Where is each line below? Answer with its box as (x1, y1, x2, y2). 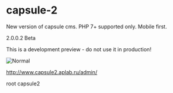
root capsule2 (6, 80, 40, 87)
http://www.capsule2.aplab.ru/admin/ (6, 68, 98, 75)
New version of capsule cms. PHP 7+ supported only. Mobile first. (6, 23, 167, 30)
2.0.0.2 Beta (6, 34, 36, 41)
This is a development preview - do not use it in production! (6, 45, 152, 53)
